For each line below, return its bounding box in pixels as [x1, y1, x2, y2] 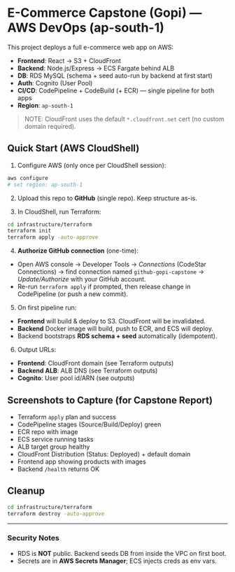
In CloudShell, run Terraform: [17, 207, 101, 216]
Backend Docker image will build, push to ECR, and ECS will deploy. [17, 324, 213, 333]
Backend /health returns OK [17, 464, 100, 473]
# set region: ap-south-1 [7, 181, 83, 188]
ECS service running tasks [17, 435, 94, 443]
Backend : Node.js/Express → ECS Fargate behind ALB [17, 64, 175, 72]
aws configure [7, 174, 49, 181]
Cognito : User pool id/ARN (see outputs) [17, 374, 135, 382]
